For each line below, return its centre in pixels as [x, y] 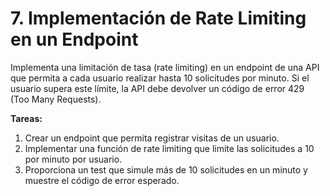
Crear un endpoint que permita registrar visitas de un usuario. [152, 138]
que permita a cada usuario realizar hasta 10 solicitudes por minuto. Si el [160, 78]
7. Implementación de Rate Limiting [158, 18]
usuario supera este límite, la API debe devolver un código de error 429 [157, 88]
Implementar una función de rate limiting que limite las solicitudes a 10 [169, 148]
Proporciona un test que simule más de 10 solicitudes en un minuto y [166, 169]
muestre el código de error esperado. [102, 180]
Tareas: [26, 118]
